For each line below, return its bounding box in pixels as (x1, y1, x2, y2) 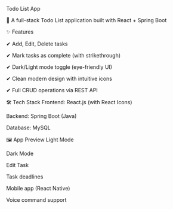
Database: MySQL (6, 124, 51, 131)
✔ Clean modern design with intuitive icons (6, 75, 112, 82)
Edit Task (6, 162, 29, 168)
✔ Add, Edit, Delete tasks (6, 40, 68, 47)
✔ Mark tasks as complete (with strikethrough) (6, 52, 121, 59)
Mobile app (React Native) (6, 185, 70, 192)
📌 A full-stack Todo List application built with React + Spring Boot (6, 17, 167, 23)
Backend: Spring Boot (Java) (6, 113, 77, 119)
